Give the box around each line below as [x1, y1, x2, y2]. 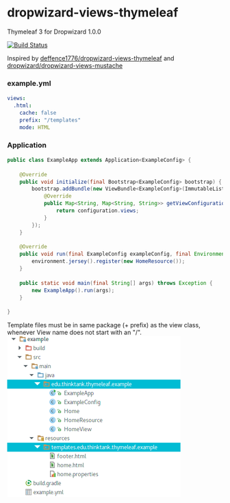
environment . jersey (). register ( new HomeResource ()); [31, 258, 186, 265]
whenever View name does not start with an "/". [7, 328, 142, 337]
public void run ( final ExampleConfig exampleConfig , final [19, 250, 192, 258]
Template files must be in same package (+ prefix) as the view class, [7, 321, 201, 329]
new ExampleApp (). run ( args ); [31, 287, 115, 294]
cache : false [19, 109, 57, 116]
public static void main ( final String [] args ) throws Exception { [19, 279, 213, 286]
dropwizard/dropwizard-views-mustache [7, 61, 123, 69]
